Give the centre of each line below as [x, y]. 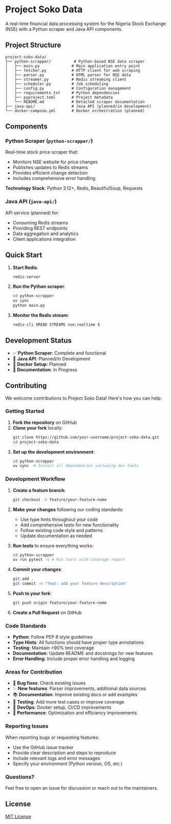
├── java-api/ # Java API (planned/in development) [79, 106]
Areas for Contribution [34, 672]
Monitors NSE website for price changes [55, 162]
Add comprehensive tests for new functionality [69, 525]
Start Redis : [25, 267]
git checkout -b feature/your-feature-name [60, 500]
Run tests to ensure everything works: [53, 545]
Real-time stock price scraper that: [42, 152]
